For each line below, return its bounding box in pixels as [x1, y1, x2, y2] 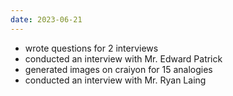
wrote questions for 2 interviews [24, 42, 159, 54]
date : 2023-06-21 [10, 14, 83, 25]
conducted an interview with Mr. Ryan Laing [24, 74, 207, 86]
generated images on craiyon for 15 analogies [24, 63, 213, 75]
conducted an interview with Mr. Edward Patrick [24, 52, 223, 65]
